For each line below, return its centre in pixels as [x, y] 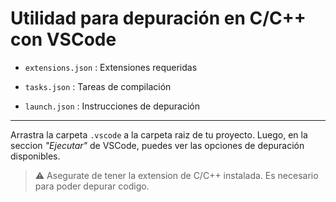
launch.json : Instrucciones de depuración [112, 106]
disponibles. [35, 156]
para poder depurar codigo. [92, 186]
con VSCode [63, 39]
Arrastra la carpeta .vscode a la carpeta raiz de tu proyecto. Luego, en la [159, 134]
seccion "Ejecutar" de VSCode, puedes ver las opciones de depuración [157, 145]
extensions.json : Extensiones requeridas [111, 67]
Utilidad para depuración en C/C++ [158, 18]
